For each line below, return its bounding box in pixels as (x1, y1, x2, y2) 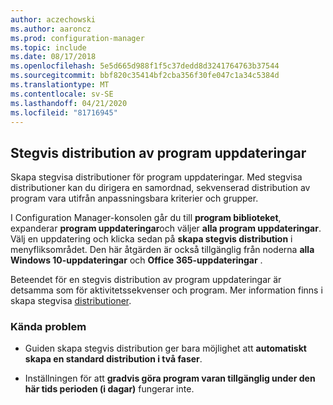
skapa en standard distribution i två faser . (24, 353, 203, 365)
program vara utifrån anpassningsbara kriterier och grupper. (10, 192, 259, 205)
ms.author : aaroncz (10, 24, 92, 34)
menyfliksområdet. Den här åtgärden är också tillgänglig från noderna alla (10, 244, 315, 256)
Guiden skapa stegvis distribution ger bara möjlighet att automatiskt (24, 342, 307, 355)
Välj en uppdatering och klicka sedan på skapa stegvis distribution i (10, 233, 293, 245)
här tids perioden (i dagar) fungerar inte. (24, 383, 195, 395)
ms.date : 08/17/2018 (10, 52, 97, 62)
